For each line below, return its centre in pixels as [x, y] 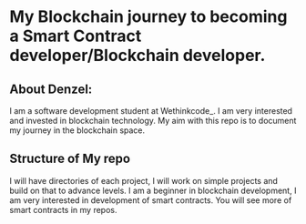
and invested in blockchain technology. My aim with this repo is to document [153, 121]
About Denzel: [51, 89]
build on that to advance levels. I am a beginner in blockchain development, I [153, 190]
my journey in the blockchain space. [77, 130]
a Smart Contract [76, 36]
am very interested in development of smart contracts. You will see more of [151, 200]
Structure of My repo [70, 159]
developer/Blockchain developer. [138, 56]
